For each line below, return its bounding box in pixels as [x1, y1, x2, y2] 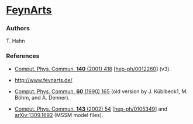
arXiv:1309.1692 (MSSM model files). [14, 111, 104, 118]
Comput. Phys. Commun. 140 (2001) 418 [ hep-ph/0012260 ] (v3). [14, 65, 171, 72]
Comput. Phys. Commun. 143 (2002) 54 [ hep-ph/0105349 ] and [14, 105, 168, 112]
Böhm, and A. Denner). [14, 94, 70, 101]
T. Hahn [6, 37, 25, 44]
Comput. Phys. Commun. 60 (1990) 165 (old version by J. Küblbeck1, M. [14, 88, 188, 95]
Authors [6, 24, 30, 33]
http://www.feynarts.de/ [14, 76, 73, 83]
